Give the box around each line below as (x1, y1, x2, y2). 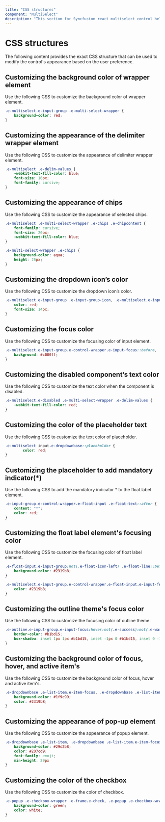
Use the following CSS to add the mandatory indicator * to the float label (5, 487, 151, 493)
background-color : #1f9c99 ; (14, 694, 71, 699)
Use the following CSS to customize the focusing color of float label (5, 549, 142, 555)
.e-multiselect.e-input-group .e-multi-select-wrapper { (5, 108, 124, 113)
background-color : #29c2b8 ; (14, 744, 71, 749)
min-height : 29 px (14, 758, 50, 763)
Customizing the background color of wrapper (5, 73, 150, 81)
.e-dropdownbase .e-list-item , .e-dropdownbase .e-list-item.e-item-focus (5, 740, 162, 745)
